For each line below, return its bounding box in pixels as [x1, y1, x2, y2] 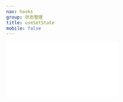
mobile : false [6, 25, 42, 31]
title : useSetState [6, 20, 55, 26]
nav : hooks [6, 8, 33, 15]
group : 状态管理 [6, 14, 43, 20]
